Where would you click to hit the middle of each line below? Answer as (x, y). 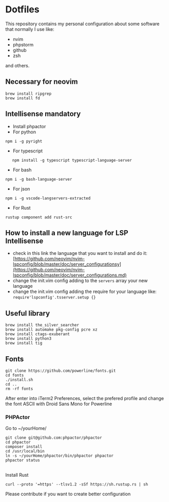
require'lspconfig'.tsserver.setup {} (54, 298)
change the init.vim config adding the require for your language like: (85, 291)
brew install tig (24, 343)
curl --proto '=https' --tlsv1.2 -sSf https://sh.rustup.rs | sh (77, 484)
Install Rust (17, 475)
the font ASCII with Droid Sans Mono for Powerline (59, 404)
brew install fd (23, 98)
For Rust (22, 207)
